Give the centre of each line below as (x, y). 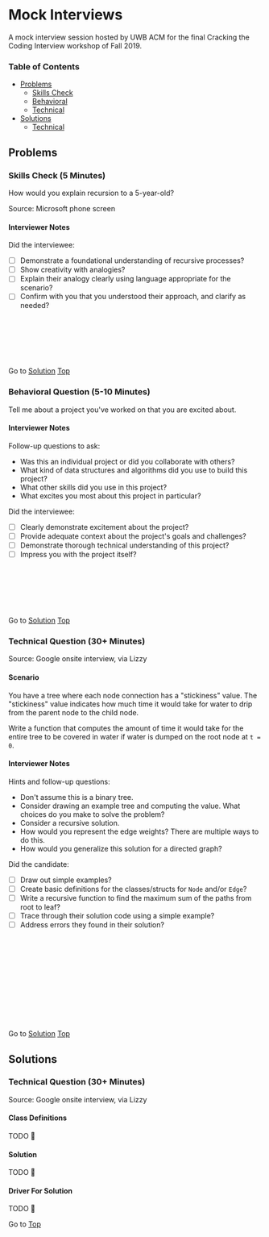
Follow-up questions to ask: (54, 446)
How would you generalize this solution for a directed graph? (121, 848)
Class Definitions (37, 1118)
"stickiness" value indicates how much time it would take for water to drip (130, 704)
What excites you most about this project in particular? (110, 496)
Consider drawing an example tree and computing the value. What (130, 806)
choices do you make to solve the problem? (92, 814)
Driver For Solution (41, 1190)
